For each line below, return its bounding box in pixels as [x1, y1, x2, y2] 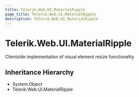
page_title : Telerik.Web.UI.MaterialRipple [5, 12, 96, 17]
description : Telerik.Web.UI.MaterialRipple [5, 16, 98, 21]
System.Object [12, 81, 43, 87]
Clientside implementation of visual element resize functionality [5, 54, 135, 60]
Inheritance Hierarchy [5, 68, 74, 76]
